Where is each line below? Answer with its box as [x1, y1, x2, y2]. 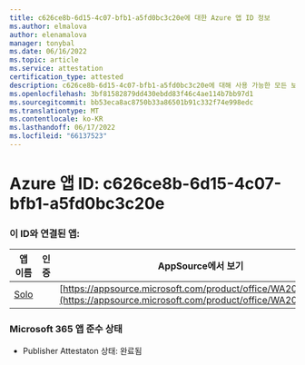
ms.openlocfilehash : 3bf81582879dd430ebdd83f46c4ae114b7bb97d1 [9, 89, 254, 98]
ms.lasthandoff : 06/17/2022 [9, 123, 116, 133]
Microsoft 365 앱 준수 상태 [9, 323, 123, 336]
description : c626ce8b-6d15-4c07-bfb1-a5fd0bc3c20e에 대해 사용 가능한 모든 [9, 81, 288, 90]
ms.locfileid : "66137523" [9, 132, 107, 141]
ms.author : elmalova [9, 22, 88, 31]
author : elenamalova [9, 30, 88, 39]
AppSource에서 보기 [157, 260, 244, 272]
